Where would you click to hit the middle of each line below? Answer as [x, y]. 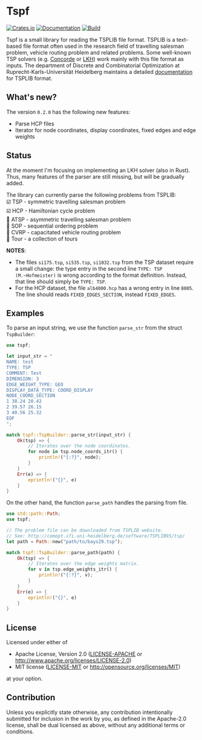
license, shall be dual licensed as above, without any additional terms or [96, 725]
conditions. [20, 732]
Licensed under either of [37, 643]
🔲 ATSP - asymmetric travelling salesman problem [69, 219]
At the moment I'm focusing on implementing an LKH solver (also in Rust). [98, 170]
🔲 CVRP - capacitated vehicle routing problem [64, 232]
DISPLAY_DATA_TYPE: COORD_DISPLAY [50, 390]
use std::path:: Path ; [34, 514]
